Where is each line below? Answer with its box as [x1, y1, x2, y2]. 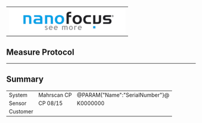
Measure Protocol [6, 47, 75, 57]
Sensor [8, 100, 27, 107]
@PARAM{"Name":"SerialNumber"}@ [77, 91, 170, 98]
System [8, 91, 28, 98]
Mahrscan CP [38, 91, 72, 98]
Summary [6, 74, 44, 85]
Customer [8, 108, 34, 115]
